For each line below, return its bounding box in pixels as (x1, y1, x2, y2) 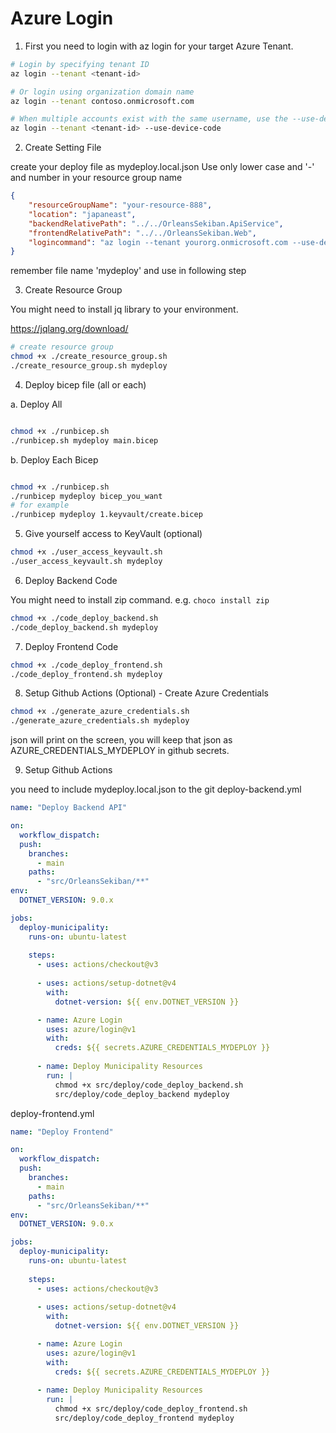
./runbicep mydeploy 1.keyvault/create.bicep (10, 510, 203, 520)
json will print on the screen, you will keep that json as (10, 734, 233, 746)
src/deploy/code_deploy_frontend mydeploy (54, 1413, 235, 1424)
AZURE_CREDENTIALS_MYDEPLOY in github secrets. (10, 745, 230, 757)
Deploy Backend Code (24, 574, 118, 586)
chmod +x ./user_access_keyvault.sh (10, 547, 163, 557)
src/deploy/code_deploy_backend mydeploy (54, 1089, 230, 1099)
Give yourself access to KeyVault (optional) (24, 528, 203, 540)
